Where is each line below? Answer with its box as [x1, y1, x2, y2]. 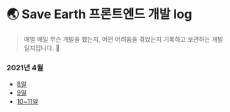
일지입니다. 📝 [23, 43, 60, 52]
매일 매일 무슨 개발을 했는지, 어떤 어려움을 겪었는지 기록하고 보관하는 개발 [23, 35, 224, 43]
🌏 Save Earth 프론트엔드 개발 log [6, 6, 193, 22]
